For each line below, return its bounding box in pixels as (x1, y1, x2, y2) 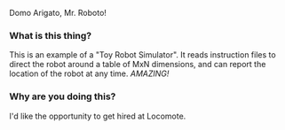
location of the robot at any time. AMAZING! (9, 68, 170, 79)
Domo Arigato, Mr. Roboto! (9, 8, 107, 18)
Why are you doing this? (9, 90, 116, 103)
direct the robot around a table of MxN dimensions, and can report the (9, 59, 266, 70)
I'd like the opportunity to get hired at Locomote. (9, 111, 186, 121)
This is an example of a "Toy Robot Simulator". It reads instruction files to (9, 50, 277, 60)
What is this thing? (9, 29, 92, 42)
